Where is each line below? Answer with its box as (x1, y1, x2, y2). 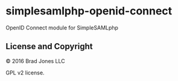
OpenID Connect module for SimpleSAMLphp (5, 24, 119, 31)
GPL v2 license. (5, 69, 45, 76)
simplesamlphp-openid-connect (5, 4, 173, 18)
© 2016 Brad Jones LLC (5, 57, 66, 64)
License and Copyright (5, 41, 93, 52)
